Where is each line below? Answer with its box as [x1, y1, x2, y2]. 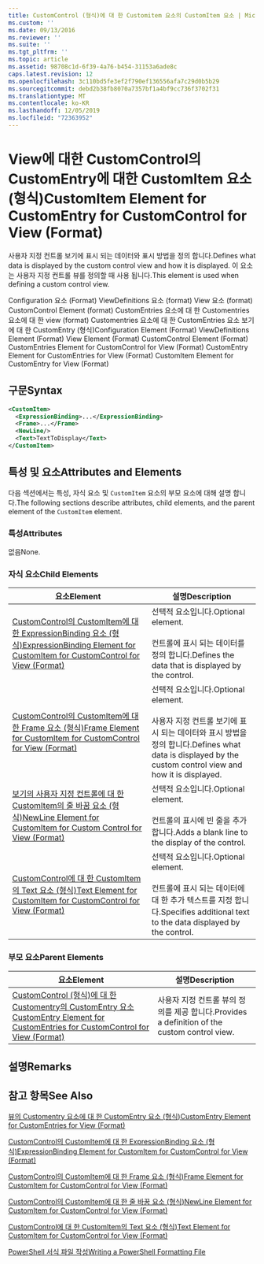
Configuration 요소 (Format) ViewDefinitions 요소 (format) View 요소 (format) [8, 295, 253, 305]
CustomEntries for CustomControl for [12, 1021, 149, 1032]
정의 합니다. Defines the [152, 650, 235, 661]
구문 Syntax [8, 384, 63, 398]
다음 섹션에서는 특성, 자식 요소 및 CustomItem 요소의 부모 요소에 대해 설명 [8, 487, 232, 497]
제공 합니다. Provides [174, 1006, 247, 1017]
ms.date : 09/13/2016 [8, 26, 76, 34]
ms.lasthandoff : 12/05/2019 [8, 107, 101, 115]
